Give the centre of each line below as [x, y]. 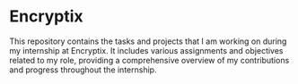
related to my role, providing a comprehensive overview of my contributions [149, 60]
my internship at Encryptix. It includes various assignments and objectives [147, 50]
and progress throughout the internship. [83, 70]
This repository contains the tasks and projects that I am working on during [148, 41]
